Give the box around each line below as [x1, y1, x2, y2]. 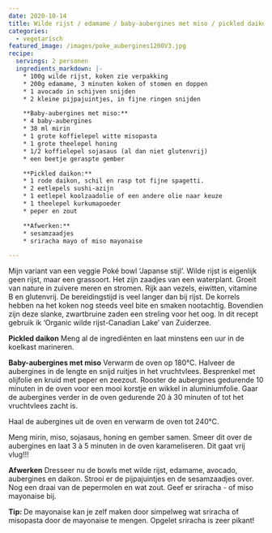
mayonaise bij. [8, 492, 57, 501]
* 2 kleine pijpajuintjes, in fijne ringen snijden [23, 95, 201, 103]
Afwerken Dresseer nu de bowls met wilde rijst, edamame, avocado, [8, 466, 238, 475]
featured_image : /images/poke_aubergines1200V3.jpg [8, 42, 186, 50]
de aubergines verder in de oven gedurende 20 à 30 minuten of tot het [8, 393, 244, 402]
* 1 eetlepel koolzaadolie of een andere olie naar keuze [23, 192, 223, 200]
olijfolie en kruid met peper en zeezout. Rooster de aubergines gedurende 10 [8, 375, 264, 385]
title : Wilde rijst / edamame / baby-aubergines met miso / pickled [8, 19, 244, 28]
